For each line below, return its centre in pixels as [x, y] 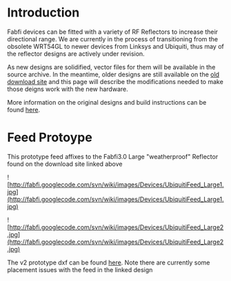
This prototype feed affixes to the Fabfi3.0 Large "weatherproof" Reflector [113, 156]
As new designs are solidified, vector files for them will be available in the [111, 67]
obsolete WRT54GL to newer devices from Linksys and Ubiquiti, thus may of [115, 46]
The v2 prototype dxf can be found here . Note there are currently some [109, 262]
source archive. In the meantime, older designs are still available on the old [113, 74]
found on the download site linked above [65, 164]
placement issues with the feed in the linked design [80, 269]
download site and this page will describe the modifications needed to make [115, 81]
